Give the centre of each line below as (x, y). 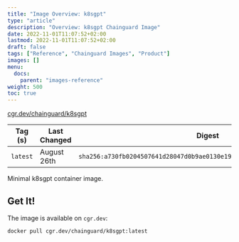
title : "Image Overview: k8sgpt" (57, 14)
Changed (56, 140)
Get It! (21, 201)
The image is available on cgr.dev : (58, 218)
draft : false (27, 47)
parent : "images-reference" (62, 80)
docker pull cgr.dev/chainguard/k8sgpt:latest (78, 231)
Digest (208, 136)
